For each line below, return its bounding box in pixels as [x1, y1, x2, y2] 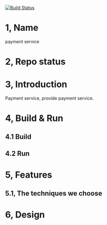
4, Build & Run [5, 112, 63, 124]
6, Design [5, 209, 45, 220]
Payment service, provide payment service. [5, 95, 94, 102]
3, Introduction [5, 79, 68, 90]
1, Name [5, 22, 39, 33]
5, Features [5, 169, 53, 181]
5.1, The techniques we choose [5, 189, 103, 198]
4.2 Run [5, 149, 30, 158]
